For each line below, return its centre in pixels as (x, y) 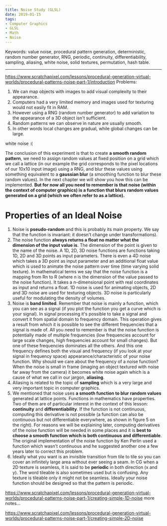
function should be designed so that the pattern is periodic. (73, 483)
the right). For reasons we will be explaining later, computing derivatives (86, 425)
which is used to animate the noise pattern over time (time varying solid (85, 266)
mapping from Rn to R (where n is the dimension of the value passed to (85, 277)
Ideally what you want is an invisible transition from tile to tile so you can (86, 456)
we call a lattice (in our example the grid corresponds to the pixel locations (82, 163)
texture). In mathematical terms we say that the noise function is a (80, 271)
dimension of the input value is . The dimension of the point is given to (85, 245)
